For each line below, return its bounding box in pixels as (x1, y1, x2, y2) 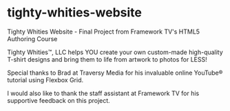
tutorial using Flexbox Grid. (7, 75, 84, 84)
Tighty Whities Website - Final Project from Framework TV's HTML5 (7, 27, 200, 36)
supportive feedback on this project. (7, 96, 110, 104)
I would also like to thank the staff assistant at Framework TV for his (7, 89, 200, 97)
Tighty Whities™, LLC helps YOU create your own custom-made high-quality (7, 48, 224, 56)
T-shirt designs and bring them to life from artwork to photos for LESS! (7, 55, 208, 63)
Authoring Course (7, 34, 58, 42)
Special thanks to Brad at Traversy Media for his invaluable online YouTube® (7, 69, 223, 77)
